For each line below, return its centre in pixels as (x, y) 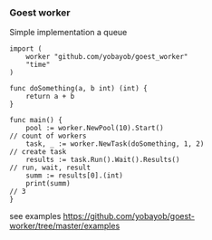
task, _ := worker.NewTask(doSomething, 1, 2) (115, 144)
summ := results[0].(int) (75, 176)
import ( (26, 49)
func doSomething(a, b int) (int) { (78, 89)
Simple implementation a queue (68, 33)
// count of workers (48, 136)
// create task (38, 152)
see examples (35, 216)
